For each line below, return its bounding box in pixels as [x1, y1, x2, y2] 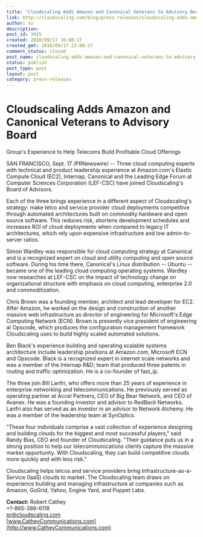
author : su [6, 20, 34, 26]
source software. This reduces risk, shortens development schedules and [6, 217, 190, 224]
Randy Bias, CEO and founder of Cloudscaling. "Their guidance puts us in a [6, 437, 194, 444]
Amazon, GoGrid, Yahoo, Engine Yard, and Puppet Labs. [6, 487, 146, 494]
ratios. [24, 236, 39, 243]
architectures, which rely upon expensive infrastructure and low [6, 229, 165, 237]
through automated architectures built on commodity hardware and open [6, 210, 188, 218]
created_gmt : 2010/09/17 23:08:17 [6, 43, 94, 49]
